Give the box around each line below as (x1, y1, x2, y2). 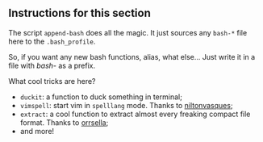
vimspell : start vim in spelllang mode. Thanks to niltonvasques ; (19, 100, 233, 110)
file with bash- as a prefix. (8, 61, 95, 70)
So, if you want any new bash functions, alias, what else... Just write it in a (8, 52, 256, 61)
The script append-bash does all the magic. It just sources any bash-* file (8, 27, 248, 37)
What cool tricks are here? (8, 76, 96, 86)
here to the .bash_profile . (8, 36, 96, 46)
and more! (19, 126, 55, 136)
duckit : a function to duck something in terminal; (19, 92, 183, 102)
